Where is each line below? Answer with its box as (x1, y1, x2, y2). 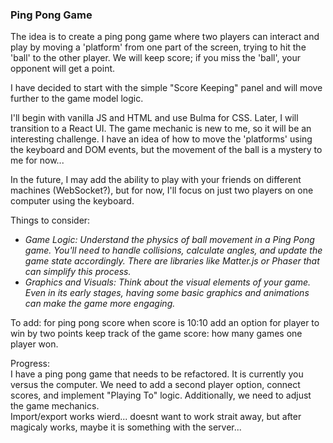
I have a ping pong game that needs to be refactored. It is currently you (10, 368, 304, 380)
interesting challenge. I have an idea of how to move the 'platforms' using (10, 133, 313, 145)
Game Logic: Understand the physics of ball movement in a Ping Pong (24, 234, 315, 246)
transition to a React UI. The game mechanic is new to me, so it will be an (10, 123, 312, 135)
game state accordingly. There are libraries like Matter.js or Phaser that (24, 255, 320, 267)
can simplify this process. (24, 266, 132, 278)
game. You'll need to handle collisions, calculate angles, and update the (24, 244, 323, 257)
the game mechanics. (10, 400, 100, 412)
